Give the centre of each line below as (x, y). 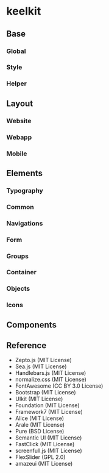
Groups (18, 256)
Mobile (17, 154)
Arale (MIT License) (40, 425)
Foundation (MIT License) (47, 405)
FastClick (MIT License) (45, 444)
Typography (25, 190)
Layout (20, 103)
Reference (26, 346)
